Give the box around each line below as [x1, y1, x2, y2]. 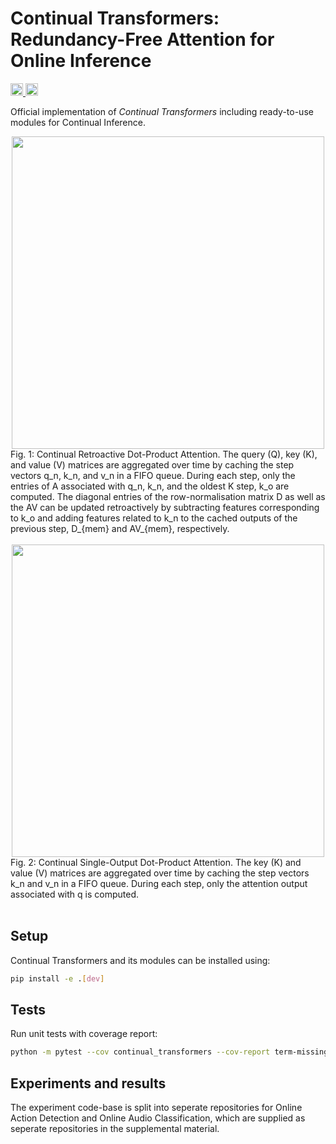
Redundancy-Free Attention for [10, 28, 275, 51]
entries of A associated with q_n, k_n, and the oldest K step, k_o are [10, 480, 290, 492]
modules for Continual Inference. [10, 116, 146, 128]
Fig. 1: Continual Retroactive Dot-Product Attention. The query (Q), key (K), [10, 448, 318, 460]
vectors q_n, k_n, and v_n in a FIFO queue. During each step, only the [10, 469, 296, 481]
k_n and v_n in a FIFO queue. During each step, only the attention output [10, 877, 308, 889]
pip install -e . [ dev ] [10, 973, 105, 984]
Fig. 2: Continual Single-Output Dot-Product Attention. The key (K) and [10, 856, 302, 868]
